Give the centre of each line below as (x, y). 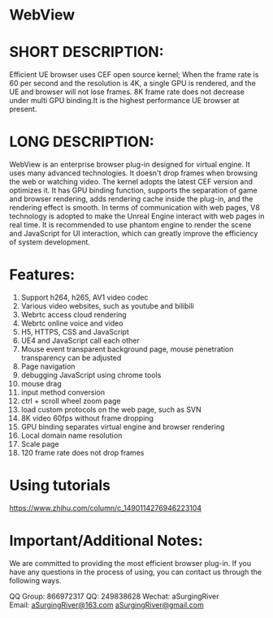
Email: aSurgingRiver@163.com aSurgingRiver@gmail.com (106, 605)
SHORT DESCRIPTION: (87, 52)
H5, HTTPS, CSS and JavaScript (75, 332)
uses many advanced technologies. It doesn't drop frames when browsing (134, 173)
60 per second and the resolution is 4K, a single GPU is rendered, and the (133, 84)
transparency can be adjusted (71, 358)
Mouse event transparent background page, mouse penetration (127, 349)
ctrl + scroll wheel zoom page (71, 401)
